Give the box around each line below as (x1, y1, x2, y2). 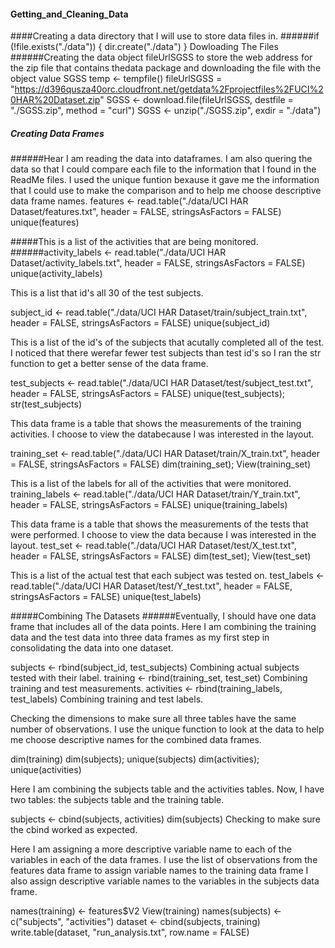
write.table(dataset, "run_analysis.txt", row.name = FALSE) (10, 926, 250, 939)
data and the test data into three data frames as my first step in (10, 631, 270, 644)
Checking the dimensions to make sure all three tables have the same (10, 713, 297, 725)
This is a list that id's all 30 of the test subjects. (10, 287, 204, 299)
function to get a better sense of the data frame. (10, 358, 209, 370)
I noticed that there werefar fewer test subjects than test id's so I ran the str (10, 347, 322, 359)
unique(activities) (10, 764, 82, 776)
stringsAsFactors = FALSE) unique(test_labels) (10, 591, 202, 603)
